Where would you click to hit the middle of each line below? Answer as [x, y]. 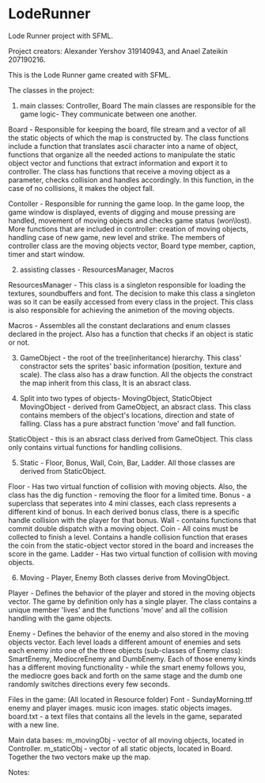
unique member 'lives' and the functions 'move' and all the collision [118, 609]
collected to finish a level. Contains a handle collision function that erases [128, 537]
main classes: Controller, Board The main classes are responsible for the [138, 105]
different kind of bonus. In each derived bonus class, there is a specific [124, 511]
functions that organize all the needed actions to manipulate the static [122, 155]
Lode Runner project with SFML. [61, 36]
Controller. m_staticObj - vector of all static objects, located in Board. [121, 748]
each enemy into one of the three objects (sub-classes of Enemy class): [125, 650]
